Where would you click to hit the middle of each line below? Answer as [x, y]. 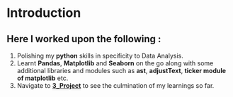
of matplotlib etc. [42, 78]
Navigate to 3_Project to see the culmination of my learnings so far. [115, 85]
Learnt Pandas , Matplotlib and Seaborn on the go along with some [115, 63]
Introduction [44, 13]
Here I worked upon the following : [84, 39]
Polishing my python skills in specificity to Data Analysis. [100, 56]
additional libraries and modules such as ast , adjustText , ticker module [121, 71]
